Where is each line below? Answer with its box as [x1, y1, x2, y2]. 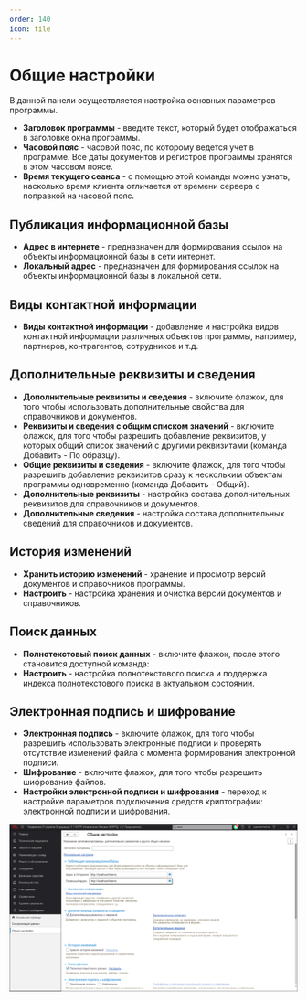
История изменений [9, 544, 132, 559]
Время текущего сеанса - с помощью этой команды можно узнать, [22, 171, 291, 182]
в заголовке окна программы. [22, 133, 141, 144]
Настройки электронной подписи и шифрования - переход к [22, 786, 267, 797]
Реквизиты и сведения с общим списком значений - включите [22, 421, 275, 431]
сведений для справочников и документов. [22, 517, 194, 528]
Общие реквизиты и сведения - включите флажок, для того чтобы [22, 459, 286, 470]
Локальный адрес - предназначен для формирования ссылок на [22, 261, 280, 272]
